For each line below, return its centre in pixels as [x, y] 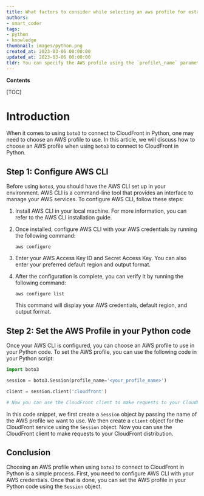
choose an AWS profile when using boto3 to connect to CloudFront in [93, 146]
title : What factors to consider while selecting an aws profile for [96, 12]
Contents [18, 80]
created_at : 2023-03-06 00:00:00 [49, 52]
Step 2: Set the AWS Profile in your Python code [99, 331]
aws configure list [40, 294]
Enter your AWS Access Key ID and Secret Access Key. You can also [101, 258]
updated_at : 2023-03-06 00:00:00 [49, 57]
